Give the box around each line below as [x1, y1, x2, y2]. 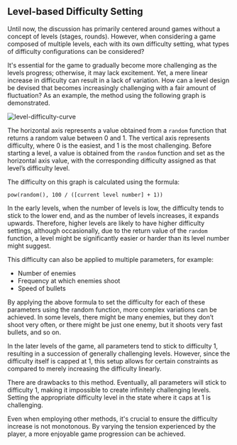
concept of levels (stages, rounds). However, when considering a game [7, 32, 216, 40]
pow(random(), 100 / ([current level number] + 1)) [7, 191, 163, 198]
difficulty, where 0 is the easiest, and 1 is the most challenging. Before [7, 141, 212, 150]
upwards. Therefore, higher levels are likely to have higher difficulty [7, 219, 205, 227]
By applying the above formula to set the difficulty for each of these [7, 297, 206, 306]
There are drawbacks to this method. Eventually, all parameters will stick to [7, 378, 227, 386]
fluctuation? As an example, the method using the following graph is [7, 91, 206, 99]
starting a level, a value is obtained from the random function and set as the [7, 148, 226, 157]
